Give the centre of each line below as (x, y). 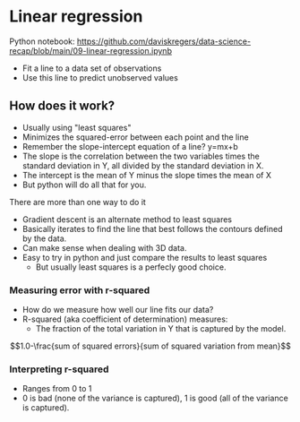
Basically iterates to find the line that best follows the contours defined (152, 228)
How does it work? (62, 106)
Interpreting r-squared (59, 369)
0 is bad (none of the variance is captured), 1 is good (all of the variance (155, 398)
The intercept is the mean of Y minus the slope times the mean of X (146, 175)
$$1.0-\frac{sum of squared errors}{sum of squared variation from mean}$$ (150, 346)
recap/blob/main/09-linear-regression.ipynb (91, 50)
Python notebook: (42, 41)
